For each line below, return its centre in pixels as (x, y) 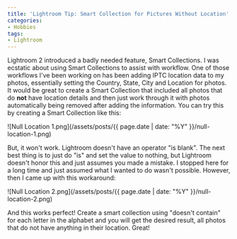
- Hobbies (22, 27)
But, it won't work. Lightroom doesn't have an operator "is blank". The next (116, 148)
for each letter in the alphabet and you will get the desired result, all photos (117, 221)
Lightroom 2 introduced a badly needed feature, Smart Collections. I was (113, 60)
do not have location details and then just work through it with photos (109, 98)
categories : (25, 21)
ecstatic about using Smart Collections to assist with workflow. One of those (118, 68)
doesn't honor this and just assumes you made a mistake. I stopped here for (118, 163)
